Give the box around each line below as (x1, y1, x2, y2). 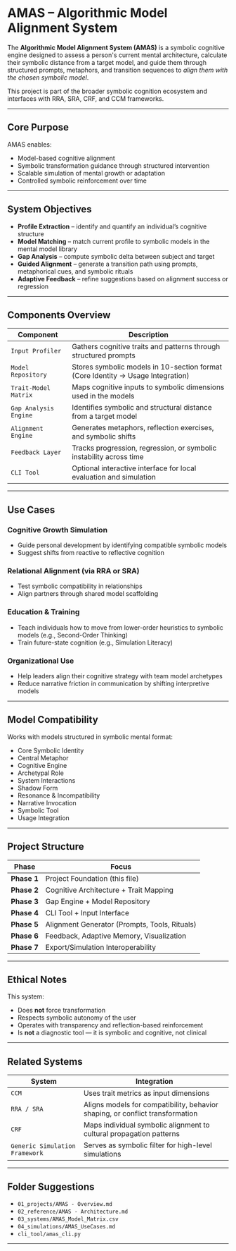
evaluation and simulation (71, 472, 156, 482)
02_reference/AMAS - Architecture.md (17, 1208, 129, 1216)
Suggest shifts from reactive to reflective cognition (17, 549, 165, 557)
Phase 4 (11, 908, 39, 917)
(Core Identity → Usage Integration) (71, 371, 190, 381)
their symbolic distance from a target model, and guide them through (7, 58, 207, 66)
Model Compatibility (7, 714, 98, 726)
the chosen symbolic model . (7, 73, 89, 82)
